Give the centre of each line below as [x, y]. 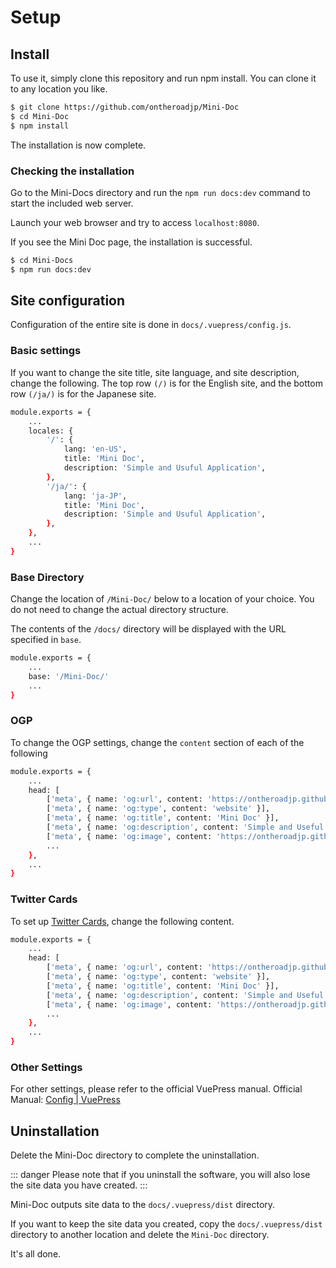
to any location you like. [59, 89]
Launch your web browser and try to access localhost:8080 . [135, 222]
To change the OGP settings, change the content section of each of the [157, 742]
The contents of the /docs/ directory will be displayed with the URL [148, 629]
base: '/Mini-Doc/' [69, 676]
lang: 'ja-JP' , [95, 496]
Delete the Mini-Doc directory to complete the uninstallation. [135, 1155]
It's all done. [36, 1254]
